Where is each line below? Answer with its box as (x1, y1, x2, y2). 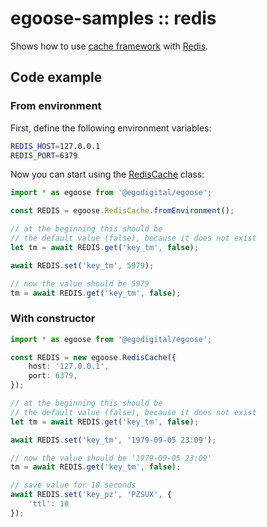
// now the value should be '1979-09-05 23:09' (10, 453, 213, 463)
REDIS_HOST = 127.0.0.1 (10, 141, 101, 151)
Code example (10, 69, 103, 86)
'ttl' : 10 (28, 499, 70, 509)
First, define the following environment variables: (10, 122, 212, 134)
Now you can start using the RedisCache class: (10, 168, 205, 181)
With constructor (10, 312, 96, 326)
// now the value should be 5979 (10, 278, 150, 289)
